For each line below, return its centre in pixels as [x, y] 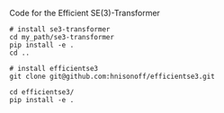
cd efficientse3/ [42, 92]
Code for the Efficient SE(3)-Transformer [85, 13]
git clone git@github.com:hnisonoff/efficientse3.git [112, 76]
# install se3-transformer [60, 30]
